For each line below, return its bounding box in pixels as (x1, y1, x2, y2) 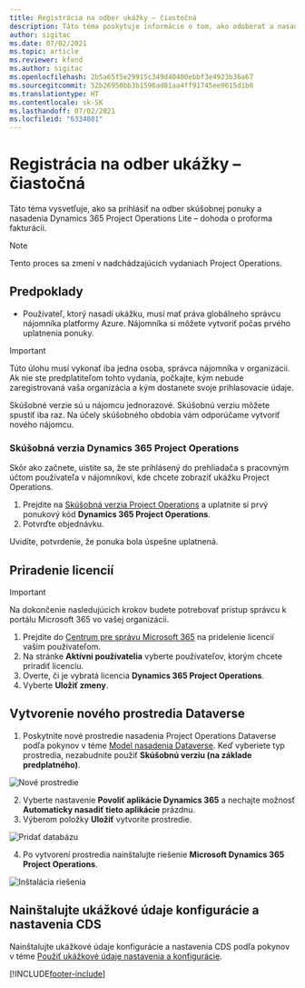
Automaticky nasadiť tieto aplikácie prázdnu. (22, 803, 196, 814)
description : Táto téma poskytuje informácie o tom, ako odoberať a (9, 22, 274, 31)
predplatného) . (22, 759, 81, 770)
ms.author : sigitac (9, 65, 84, 74)
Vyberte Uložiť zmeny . (22, 679, 109, 691)
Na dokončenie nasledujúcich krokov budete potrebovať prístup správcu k (9, 604, 287, 614)
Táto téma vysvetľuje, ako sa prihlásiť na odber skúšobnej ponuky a (9, 204, 262, 215)
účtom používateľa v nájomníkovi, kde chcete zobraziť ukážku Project (9, 472, 270, 483)
